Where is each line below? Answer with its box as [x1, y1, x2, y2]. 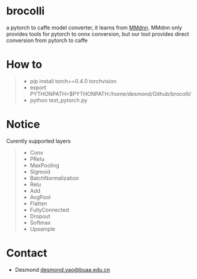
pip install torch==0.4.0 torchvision [29, 77, 117, 84]
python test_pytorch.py [29, 96, 88, 104]
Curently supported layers [6, 137, 71, 144]
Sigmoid [29, 168, 51, 175]
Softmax [29, 219, 51, 226]
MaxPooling [29, 162, 60, 169]
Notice [6, 118, 40, 131]
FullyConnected [29, 206, 69, 213]
